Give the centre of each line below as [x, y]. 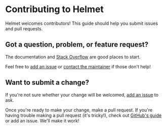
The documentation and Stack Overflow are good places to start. [73, 57]
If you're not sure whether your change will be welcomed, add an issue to [82, 95]
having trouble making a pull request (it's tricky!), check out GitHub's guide [83, 115]
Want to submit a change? [47, 83]
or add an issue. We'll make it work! [42, 120]
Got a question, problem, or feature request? [77, 45]
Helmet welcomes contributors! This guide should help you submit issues [82, 23]
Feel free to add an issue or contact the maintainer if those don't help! [78, 66]
